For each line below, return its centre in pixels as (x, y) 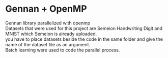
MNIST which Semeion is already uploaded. (51, 34)
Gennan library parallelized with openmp (48, 23)
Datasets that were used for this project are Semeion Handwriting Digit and (84, 28)
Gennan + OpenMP (46, 9)
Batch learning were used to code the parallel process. (63, 50)
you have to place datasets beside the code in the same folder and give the (84, 39)
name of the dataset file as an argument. (48, 44)
